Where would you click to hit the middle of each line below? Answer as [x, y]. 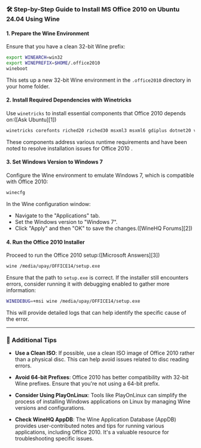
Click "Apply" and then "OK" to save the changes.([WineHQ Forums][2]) [103, 228]
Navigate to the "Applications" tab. [57, 215]
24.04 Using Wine [33, 19]
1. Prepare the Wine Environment [48, 33]
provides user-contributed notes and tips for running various [89, 426]
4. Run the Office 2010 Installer [45, 242]
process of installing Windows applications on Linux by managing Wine [103, 401]
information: [21, 290]
